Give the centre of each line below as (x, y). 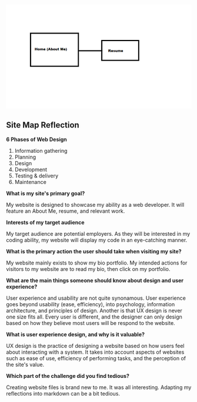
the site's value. (25, 364)
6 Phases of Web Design (37, 139)
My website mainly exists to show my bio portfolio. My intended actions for (97, 263)
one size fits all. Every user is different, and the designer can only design (94, 317)
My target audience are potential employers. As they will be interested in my (98, 233)
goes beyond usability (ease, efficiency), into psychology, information (91, 304)
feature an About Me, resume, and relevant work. (66, 211)
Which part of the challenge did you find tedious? (68, 376)
